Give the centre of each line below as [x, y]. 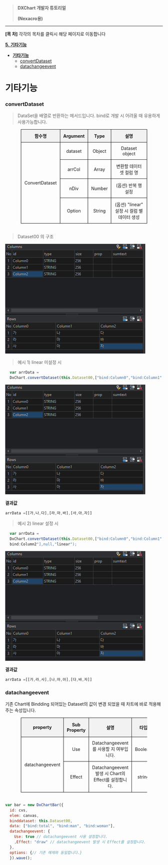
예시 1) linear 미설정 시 [39, 362]
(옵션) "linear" [129, 205]
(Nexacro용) [30, 19]
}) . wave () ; [21, 858]
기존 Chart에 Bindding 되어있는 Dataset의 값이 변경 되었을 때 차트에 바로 [76, 704]
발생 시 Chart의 [110, 773]
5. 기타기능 [16, 44]
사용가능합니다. [32, 122]
